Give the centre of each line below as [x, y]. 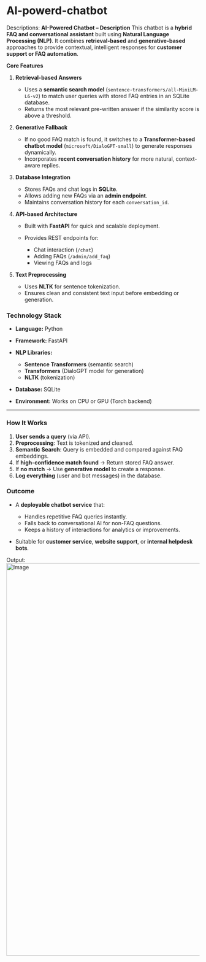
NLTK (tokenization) [50, 377]
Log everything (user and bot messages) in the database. [88, 475]
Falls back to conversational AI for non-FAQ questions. [93, 523]
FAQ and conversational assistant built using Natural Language [88, 34]
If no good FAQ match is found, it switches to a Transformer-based [109, 139]
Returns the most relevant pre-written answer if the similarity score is [112, 109]
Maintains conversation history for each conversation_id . [97, 202]
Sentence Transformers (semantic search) [79, 364]
